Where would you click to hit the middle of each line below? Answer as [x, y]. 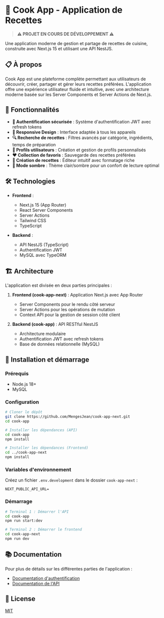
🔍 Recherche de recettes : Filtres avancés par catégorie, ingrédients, [82, 137]
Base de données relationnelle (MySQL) [59, 344]
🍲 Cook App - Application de [64, 10]
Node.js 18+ [24, 384]
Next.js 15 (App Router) [43, 205]
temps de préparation [34, 144]
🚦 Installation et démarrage [47, 359]
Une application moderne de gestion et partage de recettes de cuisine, [76, 43]
